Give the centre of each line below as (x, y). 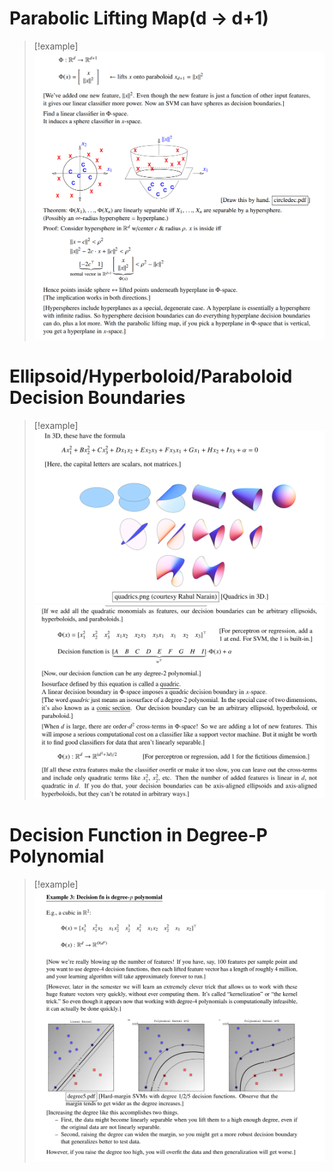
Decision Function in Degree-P (138, 835)
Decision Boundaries (97, 398)
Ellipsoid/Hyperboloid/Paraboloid (151, 376)
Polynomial (57, 856)
